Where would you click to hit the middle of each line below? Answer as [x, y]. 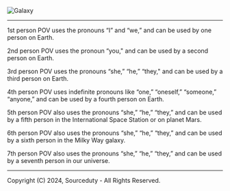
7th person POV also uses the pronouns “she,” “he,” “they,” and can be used [115, 153]
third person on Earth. [38, 78]
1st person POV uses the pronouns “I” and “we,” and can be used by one [110, 30]
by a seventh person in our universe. [59, 161]
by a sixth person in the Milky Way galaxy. [66, 140]
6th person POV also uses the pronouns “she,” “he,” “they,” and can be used [115, 133]
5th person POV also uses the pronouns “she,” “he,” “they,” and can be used [115, 112]
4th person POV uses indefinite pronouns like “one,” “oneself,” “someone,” [112, 92]
